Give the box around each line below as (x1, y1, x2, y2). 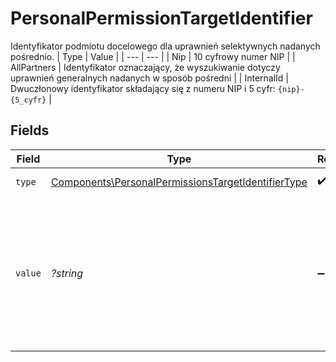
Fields (10, 122, 50, 139)
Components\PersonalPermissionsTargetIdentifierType (50, 175, 308, 189)
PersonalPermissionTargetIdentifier (10, 7, 313, 30)
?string (50, 266, 84, 280)
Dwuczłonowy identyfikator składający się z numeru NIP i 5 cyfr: (10, 82, 276, 94)
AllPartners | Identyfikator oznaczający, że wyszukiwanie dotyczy (10, 61, 281, 73)
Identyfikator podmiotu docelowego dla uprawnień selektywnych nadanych (10, 40, 321, 52)
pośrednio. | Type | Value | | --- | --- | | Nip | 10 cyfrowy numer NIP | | (10, 50, 296, 62)
